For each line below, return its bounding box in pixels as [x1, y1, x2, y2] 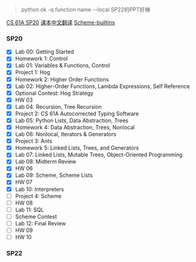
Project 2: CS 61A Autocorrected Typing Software [15, 109, 139, 117]
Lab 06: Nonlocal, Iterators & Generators [15, 131, 117, 138]
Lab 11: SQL [15, 206, 44, 213]
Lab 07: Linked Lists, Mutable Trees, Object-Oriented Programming [15, 151, 183, 159]
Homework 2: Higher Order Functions [15, 75, 109, 83]
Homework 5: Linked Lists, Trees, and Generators [15, 144, 140, 151]
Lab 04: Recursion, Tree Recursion [15, 103, 102, 110]
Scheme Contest [15, 213, 58, 220]
